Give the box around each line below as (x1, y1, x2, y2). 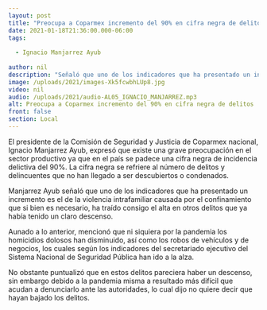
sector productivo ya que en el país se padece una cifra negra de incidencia (8, 153, 257, 163)
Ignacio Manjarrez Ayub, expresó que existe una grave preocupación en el (8, 145, 252, 155)
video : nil (8, 85, 44, 94)
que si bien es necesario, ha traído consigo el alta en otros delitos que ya (8, 203, 248, 212)
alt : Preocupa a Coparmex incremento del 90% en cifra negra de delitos (8, 100, 254, 108)
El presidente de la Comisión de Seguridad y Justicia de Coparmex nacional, (8, 137, 258, 146)
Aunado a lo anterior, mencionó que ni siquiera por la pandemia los (8, 227, 228, 236)
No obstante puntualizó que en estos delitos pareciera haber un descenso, (8, 267, 253, 277)
